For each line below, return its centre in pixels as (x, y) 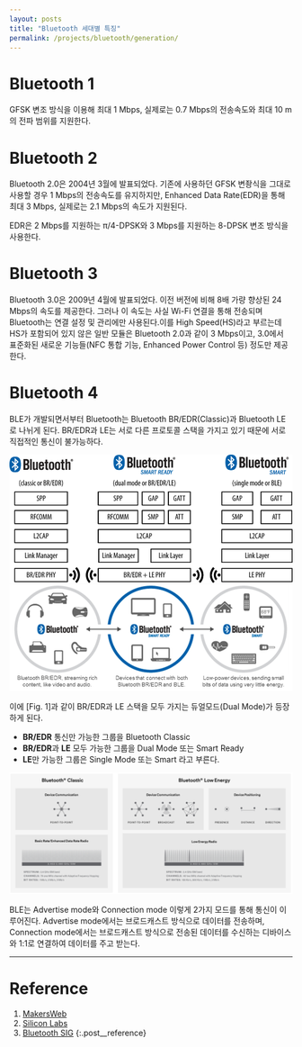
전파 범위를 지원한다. (55, 121)
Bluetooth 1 (52, 83)
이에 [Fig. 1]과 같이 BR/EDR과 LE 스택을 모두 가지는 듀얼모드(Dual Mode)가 (141, 706)
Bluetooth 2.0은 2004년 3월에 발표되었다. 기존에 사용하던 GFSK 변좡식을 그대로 (150, 184)
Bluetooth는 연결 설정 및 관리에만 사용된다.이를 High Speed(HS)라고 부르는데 (146, 322)
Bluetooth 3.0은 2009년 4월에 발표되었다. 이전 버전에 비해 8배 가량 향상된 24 (146, 300)
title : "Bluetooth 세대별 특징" (65, 28)
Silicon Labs (45, 1024)
